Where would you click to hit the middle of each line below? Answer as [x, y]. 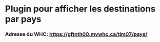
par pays [23, 19]
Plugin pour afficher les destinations [80, 9]
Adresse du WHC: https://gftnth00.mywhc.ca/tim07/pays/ [76, 34]
